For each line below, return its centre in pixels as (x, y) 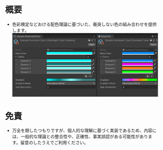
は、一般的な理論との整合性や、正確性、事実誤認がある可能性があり (80, 136)
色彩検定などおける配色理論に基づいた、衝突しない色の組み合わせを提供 (84, 24)
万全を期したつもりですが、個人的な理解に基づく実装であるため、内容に (84, 131)
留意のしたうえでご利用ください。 (54, 143)
